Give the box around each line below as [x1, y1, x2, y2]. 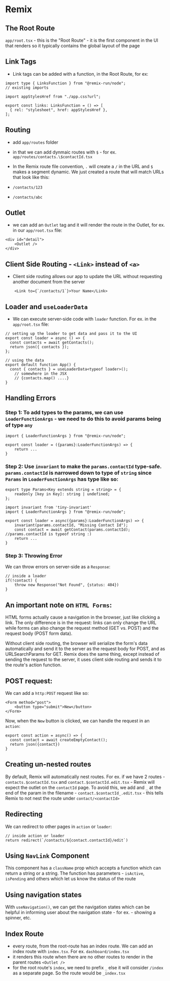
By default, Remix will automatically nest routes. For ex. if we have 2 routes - [5, 774, 165, 780]
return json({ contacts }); [10, 345, 70, 350]
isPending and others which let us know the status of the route [5, 876, 136, 882]
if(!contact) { [5, 578, 38, 583]
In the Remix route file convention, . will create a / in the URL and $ [12, 163, 153, 169]
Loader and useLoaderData [5, 302, 88, 311]
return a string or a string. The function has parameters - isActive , [5, 870, 145, 876]
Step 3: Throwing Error [5, 552, 62, 559]
